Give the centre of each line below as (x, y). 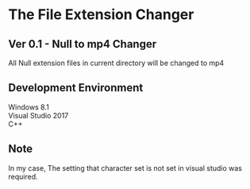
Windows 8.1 (29, 107)
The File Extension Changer (101, 15)
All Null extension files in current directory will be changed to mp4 (116, 63)
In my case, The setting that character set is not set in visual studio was (125, 168)
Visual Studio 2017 (38, 115)
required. (23, 176)
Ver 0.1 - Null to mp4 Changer (83, 44)
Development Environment (76, 88)
